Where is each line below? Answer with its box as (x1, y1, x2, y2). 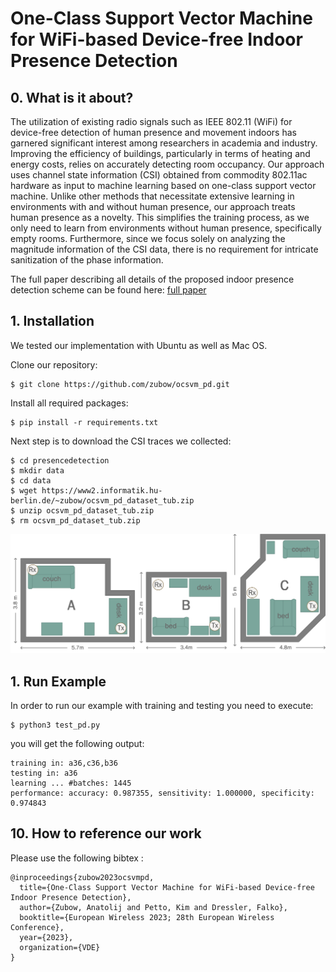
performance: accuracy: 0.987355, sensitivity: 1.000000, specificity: (10, 788, 315, 799)
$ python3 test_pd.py (10, 720, 101, 731)
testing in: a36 (10, 768, 78, 779)
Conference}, (10, 922, 65, 932)
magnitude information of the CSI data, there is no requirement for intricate (10, 243, 319, 255)
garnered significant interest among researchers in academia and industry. (10, 137, 318, 149)
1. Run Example (10, 673, 107, 690)
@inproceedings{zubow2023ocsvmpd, (10, 872, 155, 882)
